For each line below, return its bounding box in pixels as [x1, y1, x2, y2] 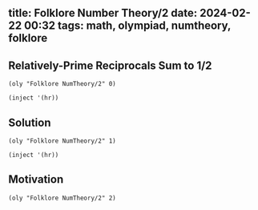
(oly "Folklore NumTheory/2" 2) [8, 194, 116, 202]
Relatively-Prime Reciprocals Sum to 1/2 [8, 59, 212, 72]
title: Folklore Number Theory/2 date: [8, 6, 198, 20]
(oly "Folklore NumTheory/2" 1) [8, 137, 116, 145]
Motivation [8, 172, 64, 187]
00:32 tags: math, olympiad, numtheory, [23, 19, 231, 33]
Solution [8, 115, 51, 129]
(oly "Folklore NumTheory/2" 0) [8, 80, 116, 88]
